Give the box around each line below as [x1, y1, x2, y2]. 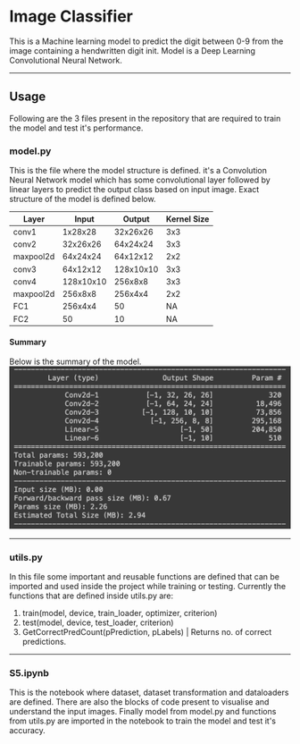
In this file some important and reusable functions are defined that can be [9, 571, 279, 582]
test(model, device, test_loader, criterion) [21, 617, 174, 628]
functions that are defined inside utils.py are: [9, 590, 174, 601]
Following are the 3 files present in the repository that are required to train [9, 113, 281, 123]
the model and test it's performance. [9, 123, 144, 133]
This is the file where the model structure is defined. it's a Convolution [9, 165, 268, 176]
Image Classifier [9, 6, 134, 27]
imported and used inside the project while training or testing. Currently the [9, 580, 287, 591]
